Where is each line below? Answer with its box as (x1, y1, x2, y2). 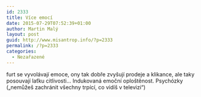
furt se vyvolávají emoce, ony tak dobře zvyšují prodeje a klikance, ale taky (6, 70, 195, 78)
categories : (6, 48, 37, 55)
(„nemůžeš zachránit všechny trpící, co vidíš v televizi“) (6, 83, 146, 91)
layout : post (6, 32, 40, 38)
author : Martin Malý (6, 25, 59, 32)
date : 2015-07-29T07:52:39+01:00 (6, 20, 91, 26)
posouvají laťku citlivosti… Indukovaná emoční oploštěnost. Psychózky (6, 77, 183, 84)
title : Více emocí (6, 15, 53, 21)
